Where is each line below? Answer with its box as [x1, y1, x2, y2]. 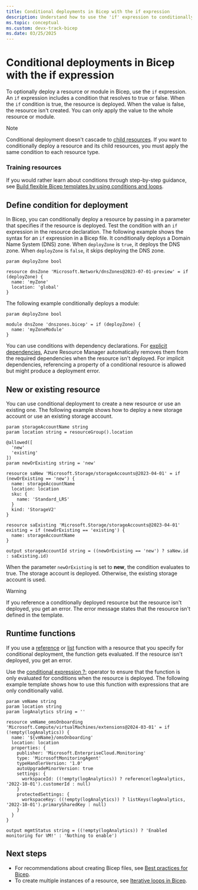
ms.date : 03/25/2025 [6, 31, 57, 37]
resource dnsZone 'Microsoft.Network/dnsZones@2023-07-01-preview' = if [6, 269, 189, 275]
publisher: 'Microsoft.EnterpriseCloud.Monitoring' [16, 750, 146, 756]
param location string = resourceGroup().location [6, 429, 133, 435]
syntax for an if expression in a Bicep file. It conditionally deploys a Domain [6, 234, 190, 242]
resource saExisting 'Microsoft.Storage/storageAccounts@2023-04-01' [6, 522, 181, 528]
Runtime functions [6, 629, 75, 639]
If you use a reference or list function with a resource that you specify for [6, 644, 184, 651]
